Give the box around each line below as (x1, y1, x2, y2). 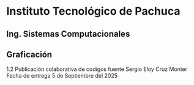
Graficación (6, 49, 53, 59)
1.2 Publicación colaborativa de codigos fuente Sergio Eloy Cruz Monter (6, 65, 188, 73)
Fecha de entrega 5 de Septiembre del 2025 (6, 72, 118, 79)
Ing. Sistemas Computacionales (6, 29, 130, 39)
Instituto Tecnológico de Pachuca (6, 4, 181, 18)
